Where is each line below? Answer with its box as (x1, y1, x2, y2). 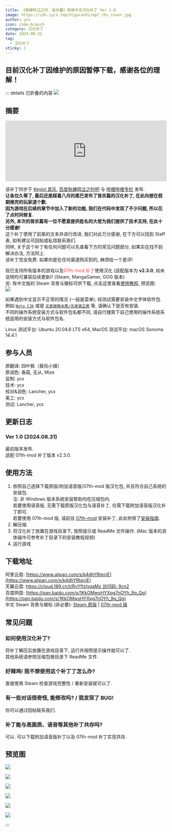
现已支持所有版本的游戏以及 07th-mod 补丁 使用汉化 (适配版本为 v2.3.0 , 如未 (5, 267, 165, 274)
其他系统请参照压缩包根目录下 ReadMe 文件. (5, 654, 99, 660)
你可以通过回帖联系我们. (5, 707, 56, 713)
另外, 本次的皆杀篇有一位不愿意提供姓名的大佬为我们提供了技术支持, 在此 (5, 218, 159, 224)
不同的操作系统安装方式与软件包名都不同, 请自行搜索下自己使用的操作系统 (5, 309, 160, 315)
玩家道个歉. (23, 199, 48, 205)
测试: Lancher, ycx (5, 401, 44, 408)
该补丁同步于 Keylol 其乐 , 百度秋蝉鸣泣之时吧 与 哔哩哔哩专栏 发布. (5, 186, 145, 193)
